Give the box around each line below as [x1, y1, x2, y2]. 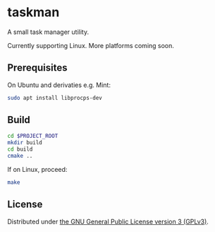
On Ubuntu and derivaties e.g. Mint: [7, 81, 111, 89]
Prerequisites [7, 62, 68, 74]
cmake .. [7, 153, 33, 160]
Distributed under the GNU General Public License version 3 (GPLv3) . [7, 217, 209, 226]
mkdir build [7, 139, 42, 146]
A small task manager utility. [7, 28, 90, 36]
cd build [7, 146, 33, 153]
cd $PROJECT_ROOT [7, 132, 59, 140]
